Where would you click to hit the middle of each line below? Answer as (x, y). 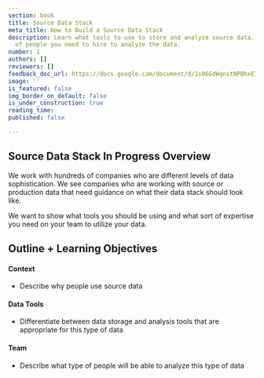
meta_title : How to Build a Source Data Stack (86, 30)
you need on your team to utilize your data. (78, 224)
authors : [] (27, 60)
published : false (37, 118)
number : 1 (24, 52)
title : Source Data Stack (50, 23)
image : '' (24, 81)
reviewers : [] (31, 67)
